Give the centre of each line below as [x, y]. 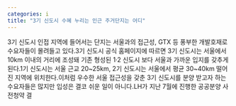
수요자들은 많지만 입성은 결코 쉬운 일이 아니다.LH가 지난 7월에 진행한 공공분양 [114, 86]
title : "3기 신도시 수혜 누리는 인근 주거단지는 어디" [77, 21]
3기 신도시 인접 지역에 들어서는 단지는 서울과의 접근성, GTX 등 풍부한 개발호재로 [118, 42]
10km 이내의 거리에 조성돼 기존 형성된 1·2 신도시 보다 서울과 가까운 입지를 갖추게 [118, 59]
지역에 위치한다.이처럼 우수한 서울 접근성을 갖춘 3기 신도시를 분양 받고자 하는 [120, 77]
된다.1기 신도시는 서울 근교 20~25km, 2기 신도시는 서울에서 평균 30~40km [111, 68]
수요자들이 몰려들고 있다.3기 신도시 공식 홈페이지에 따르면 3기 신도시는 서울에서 [117, 51]
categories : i [28, 14]
